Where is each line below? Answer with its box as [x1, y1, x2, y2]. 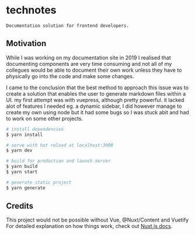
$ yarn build [6, 164, 38, 170]
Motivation [6, 38, 47, 48]
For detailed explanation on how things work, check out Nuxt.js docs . [6, 223, 173, 230]
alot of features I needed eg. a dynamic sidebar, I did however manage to [6, 103, 182, 110]
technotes [6, 3, 57, 17]
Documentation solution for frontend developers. [6, 23, 130, 29]
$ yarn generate [6, 185, 46, 191]
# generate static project [6, 179, 72, 185]
